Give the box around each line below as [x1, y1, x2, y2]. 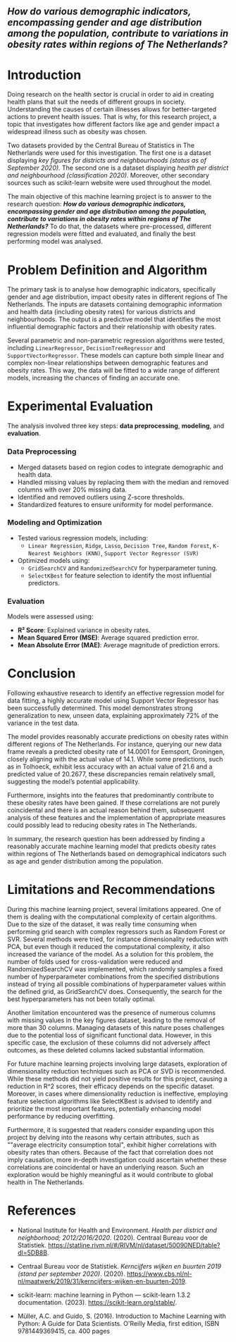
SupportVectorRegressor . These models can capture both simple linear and [7, 352, 224, 360]
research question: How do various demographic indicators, [7, 200, 186, 209]
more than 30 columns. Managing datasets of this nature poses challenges [7, 1023, 225, 1031]
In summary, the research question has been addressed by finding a [7, 835, 206, 843]
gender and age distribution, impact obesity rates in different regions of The [7, 292, 228, 302]
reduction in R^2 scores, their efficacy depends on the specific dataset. [7, 1081, 215, 1091]
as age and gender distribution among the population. [7, 857, 163, 866]
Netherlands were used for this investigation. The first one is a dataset [7, 149, 211, 157]
